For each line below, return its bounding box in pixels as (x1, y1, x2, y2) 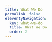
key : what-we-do (9, 20, 43, 26)
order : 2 (9, 29, 27, 34)
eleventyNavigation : (5, 16, 48, 21)
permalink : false (5, 12, 41, 16)
